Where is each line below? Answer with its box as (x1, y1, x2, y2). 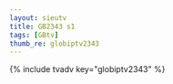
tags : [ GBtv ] (9, 30, 59, 39)
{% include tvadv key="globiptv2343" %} (9, 64, 166, 75)
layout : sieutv (9, 13, 67, 23)
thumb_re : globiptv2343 (9, 38, 100, 48)
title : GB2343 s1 (9, 22, 76, 31)
